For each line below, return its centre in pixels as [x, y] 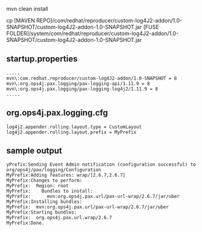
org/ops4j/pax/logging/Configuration [54, 170]
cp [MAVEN [21, 20]
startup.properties [42, 59]
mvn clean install [27, 9]
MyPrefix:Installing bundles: [44, 202]
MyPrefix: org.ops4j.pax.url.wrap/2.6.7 [59, 218]
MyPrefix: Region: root [37, 186]
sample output [34, 151]
